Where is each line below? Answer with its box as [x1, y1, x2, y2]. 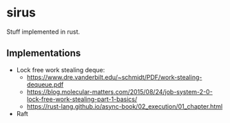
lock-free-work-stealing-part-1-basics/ [26, 95, 138, 103]
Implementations [6, 47, 81, 59]
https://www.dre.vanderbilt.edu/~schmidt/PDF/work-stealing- [26, 73, 202, 81]
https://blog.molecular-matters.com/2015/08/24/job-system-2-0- [26, 87, 213, 96]
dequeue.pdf [26, 80, 64, 89]
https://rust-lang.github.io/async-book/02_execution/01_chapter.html [26, 102, 223, 111]
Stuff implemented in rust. [6, 27, 81, 36]
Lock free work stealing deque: [16, 65, 105, 74]
